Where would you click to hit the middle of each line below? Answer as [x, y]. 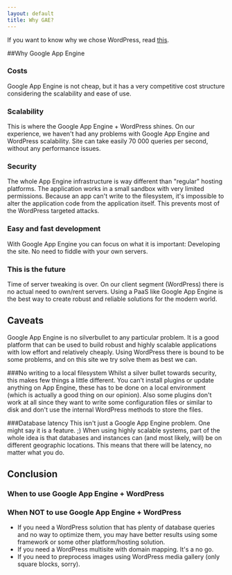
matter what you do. [36, 452]
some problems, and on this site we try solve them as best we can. [102, 359]
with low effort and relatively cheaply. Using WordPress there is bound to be [116, 352]
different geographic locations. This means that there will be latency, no [109, 445]
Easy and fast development [54, 229]
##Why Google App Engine [46, 53]
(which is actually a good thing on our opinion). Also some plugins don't [110, 394]
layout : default [30, 13]
